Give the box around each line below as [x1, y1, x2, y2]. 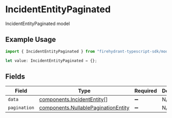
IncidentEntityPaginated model [5, 20, 70, 27]
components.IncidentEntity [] [39, 96, 108, 103]
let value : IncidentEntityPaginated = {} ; [5, 58, 97, 63]
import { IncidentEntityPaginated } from [5, 49, 95, 54]
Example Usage [5, 35, 56, 44]
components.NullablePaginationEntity [39, 104, 130, 111]
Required [134, 87, 157, 95]
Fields [5, 72, 26, 81]
